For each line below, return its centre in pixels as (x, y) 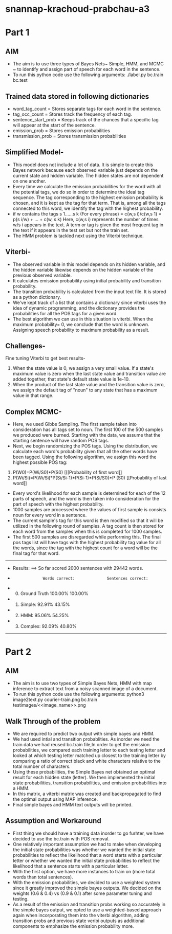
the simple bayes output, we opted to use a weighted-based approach (87, 910)
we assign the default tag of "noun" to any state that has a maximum (85, 390)
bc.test (20, 80)
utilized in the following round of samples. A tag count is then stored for (88, 526)
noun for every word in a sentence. (50, 515)
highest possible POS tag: (40, 462)
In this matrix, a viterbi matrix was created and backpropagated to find (87, 794)
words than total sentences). (43, 877)
